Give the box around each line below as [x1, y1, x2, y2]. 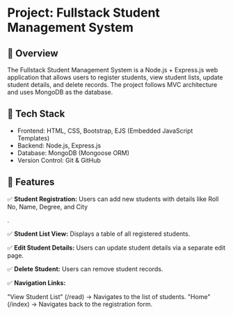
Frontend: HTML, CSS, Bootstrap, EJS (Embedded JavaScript [17, 127, 193, 135]
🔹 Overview [7, 47, 58, 59]
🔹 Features [7, 176, 55, 188]
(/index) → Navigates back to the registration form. [7, 300, 153, 308]
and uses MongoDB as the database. [7, 88, 113, 96]
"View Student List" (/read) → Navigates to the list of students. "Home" [7, 292, 211, 300]
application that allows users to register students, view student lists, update [7, 73, 224, 81]
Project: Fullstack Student [7, 5, 160, 21]
